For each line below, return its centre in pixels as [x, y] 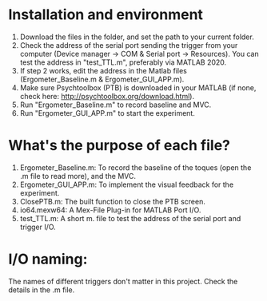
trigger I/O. [38, 227]
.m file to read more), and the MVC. [78, 176]
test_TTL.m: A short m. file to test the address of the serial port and [130, 218]
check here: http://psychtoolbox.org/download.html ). [107, 96]
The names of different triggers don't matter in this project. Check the [123, 281]
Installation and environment [106, 15]
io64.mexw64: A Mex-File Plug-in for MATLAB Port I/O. [110, 210]
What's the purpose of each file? [119, 146]
